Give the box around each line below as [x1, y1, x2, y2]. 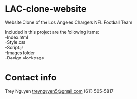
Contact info [5, 72, 57, 83]
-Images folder [5, 50, 35, 56]
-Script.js [5, 44, 24, 50]
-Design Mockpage [5, 55, 44, 60]
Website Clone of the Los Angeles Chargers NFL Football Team [5, 20, 133, 25]
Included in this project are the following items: [5, 29, 99, 35]
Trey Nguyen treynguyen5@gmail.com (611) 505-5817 [5, 88, 114, 94]
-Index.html [5, 34, 28, 40]
